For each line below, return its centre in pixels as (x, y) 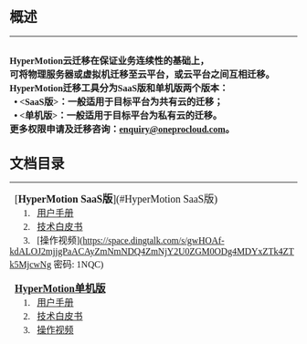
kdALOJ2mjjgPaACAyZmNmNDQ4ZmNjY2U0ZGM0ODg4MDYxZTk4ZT (152, 252)
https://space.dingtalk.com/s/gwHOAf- (153, 241)
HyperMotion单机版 (60, 289)
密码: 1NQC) (79, 265)
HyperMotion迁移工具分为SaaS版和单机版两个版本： (119, 89)
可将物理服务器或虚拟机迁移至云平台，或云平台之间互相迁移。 (143, 75)
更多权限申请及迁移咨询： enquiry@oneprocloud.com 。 (122, 130)
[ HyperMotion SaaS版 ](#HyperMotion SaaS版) (116, 200)
